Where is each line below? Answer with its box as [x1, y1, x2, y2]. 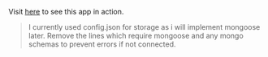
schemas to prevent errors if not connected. [28, 39, 176, 49]
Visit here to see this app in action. [8, 7, 124, 16]
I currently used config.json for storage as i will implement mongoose [28, 22, 261, 31]
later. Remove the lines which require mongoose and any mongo [28, 31, 244, 40]
